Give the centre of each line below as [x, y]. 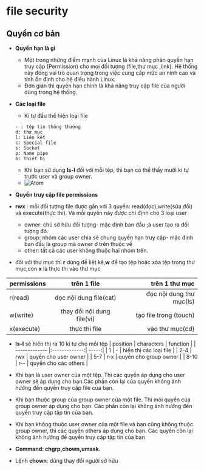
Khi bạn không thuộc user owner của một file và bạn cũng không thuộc [104, 424]
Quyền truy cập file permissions [56, 195]
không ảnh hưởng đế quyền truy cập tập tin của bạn [80, 437]
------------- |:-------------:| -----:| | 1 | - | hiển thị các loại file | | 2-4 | [104, 350]
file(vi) [86, 319]
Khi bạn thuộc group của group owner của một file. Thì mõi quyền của [103, 400]
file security [37, 11]
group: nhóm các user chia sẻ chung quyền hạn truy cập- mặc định [108, 237]
